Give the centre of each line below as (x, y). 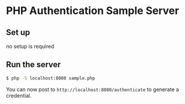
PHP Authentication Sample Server (92, 11)
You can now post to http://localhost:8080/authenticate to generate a (92, 89)
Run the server (34, 65)
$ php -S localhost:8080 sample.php (50, 78)
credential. (19, 95)
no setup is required (30, 46)
